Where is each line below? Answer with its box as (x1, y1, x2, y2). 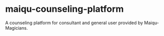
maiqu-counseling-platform (5, 3, 124, 15)
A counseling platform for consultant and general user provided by (5, 20, 143, 26)
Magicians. (5, 25, 28, 31)
